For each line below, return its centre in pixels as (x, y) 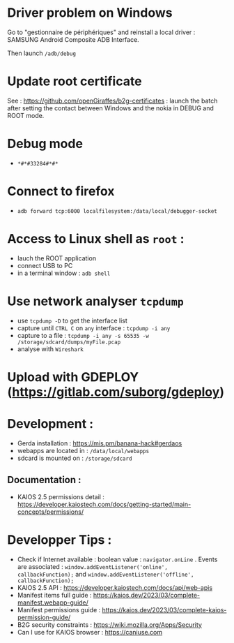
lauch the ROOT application (56, 258)
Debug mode (45, 144)
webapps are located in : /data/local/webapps (83, 450)
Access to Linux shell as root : (96, 238)
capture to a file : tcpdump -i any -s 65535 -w (83, 335)
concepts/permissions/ (50, 512)
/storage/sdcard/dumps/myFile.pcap (69, 342)
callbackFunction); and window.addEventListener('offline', (106, 574)
